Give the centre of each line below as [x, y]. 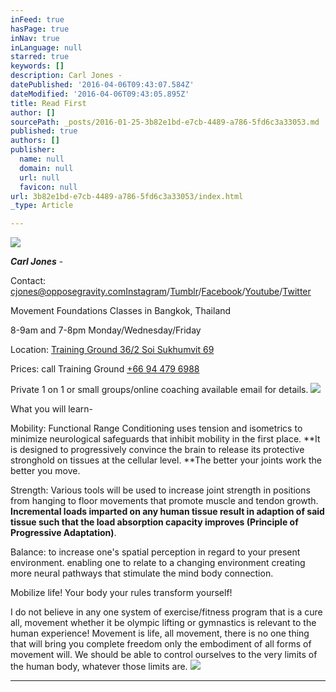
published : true [44, 131]
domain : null [46, 168]
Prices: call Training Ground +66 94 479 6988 [105, 369]
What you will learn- [51, 409]
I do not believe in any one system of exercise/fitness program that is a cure [166, 612]
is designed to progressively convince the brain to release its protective [157, 450]
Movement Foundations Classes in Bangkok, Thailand [121, 311]
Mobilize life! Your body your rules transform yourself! [121, 593]
